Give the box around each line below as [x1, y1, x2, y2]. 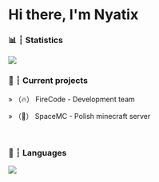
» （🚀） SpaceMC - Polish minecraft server [8, 111, 151, 121]
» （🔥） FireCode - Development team [8, 94, 136, 104]
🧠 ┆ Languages [8, 147, 67, 158]
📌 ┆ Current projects [8, 75, 88, 86]
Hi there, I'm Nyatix [8, 6, 139, 24]
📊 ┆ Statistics [8, 34, 64, 45]
